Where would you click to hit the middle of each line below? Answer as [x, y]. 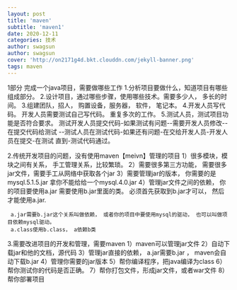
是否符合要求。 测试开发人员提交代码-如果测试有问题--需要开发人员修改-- [121, 123]
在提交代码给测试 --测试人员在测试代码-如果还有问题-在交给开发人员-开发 [115, 132]
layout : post [27, 14]
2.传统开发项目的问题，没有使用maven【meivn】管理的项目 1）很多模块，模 [118, 156]
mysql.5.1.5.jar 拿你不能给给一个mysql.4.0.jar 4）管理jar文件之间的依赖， [112, 182]
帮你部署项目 [26, 279]
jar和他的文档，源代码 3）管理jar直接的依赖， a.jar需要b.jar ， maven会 [117, 253]
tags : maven [25, 66]
